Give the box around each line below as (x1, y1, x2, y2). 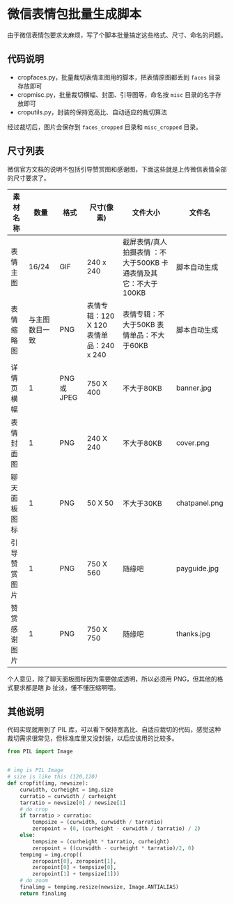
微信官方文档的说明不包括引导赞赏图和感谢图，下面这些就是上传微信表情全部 (7, 165, 227, 173)
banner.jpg (176, 383, 212, 393)
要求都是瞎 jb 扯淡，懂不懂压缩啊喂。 (13, 683, 120, 691)
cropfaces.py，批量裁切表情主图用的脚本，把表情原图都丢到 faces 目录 (17, 73, 221, 81)
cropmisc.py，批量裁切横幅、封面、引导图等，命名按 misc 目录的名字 (17, 90, 216, 98)
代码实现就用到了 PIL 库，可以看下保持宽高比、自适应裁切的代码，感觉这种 (7, 725, 221, 734)
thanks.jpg (176, 628, 211, 638)
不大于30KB (123, 498, 162, 508)
